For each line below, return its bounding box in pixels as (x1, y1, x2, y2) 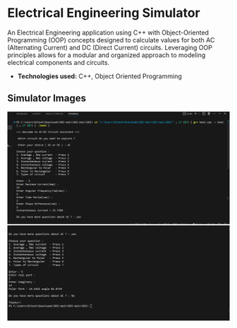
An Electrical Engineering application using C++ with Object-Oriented (7, 28, 209, 37)
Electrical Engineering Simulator (7, 5, 201, 21)
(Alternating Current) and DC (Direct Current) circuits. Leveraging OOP (7, 43, 213, 51)
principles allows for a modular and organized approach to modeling (7, 51, 206, 59)
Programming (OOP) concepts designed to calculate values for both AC (7, 35, 215, 44)
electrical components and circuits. (7, 58, 110, 66)
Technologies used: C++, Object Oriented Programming (17, 72, 182, 80)
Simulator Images (7, 92, 87, 104)
